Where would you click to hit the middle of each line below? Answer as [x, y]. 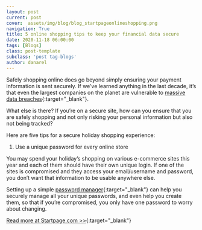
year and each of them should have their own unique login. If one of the [95, 165]
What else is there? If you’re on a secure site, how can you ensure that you [99, 110]
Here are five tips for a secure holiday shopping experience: [81, 135]
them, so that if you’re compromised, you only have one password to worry [99, 202]
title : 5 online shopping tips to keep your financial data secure [93, 34]
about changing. [27, 208]
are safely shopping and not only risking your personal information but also [99, 117]
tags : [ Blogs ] [24, 46]
